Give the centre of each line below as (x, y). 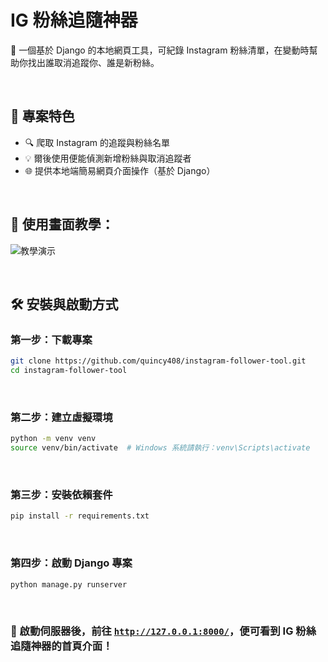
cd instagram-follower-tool (69, 371)
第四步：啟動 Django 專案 (71, 563)
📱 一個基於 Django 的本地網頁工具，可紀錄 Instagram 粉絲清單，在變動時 (160, 50)
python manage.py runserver (69, 584)
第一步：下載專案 (51, 339)
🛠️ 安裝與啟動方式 (64, 304)
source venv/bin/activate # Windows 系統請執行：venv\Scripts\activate (160, 448)
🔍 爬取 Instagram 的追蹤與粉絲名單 (97, 142)
